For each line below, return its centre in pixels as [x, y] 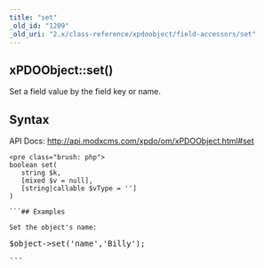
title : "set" [33, 17]
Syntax [29, 120]
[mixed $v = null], [57, 181]
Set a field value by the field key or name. [85, 92]
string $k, [41, 173]
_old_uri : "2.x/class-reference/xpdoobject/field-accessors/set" [132, 34]
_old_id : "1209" [39, 26]
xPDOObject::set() [61, 70]
